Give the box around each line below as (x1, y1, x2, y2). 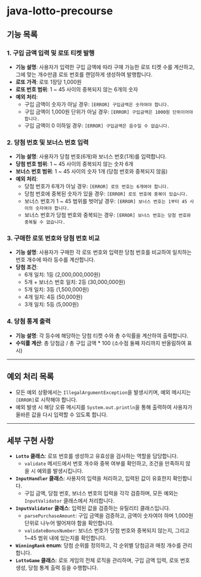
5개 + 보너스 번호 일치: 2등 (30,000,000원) (24, 278, 126, 286)
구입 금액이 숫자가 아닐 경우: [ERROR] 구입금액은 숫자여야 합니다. (24, 100, 169, 108)
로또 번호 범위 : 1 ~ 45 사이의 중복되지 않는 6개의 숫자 (15, 85, 138, 93)
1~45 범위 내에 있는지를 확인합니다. (24, 535, 107, 542)
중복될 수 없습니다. (24, 219, 66, 225)
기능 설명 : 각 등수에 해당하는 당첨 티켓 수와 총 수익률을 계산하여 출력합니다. (15, 332, 188, 339)
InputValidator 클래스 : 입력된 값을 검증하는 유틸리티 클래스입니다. (15, 505, 171, 512)
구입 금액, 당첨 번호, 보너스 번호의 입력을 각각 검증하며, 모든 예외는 (24, 490, 178, 497)
